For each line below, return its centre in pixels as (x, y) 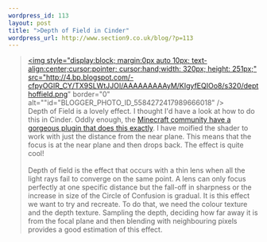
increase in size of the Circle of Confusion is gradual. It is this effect (139, 196)
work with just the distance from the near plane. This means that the (139, 137)
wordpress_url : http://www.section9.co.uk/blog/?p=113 (101, 38)
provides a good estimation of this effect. (95, 230)
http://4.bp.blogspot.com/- (90, 77)
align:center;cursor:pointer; (72, 69)
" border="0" (89, 94)
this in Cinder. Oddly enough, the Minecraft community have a (129, 119)
